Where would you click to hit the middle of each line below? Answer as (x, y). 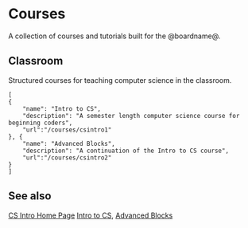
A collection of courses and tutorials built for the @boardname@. (114, 36)
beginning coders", (41, 123)
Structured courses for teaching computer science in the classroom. (120, 80)
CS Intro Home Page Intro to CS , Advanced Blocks (91, 215)
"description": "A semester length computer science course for (131, 116)
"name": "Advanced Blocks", (69, 143)
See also (30, 196)
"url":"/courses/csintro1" (67, 130)
